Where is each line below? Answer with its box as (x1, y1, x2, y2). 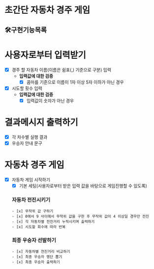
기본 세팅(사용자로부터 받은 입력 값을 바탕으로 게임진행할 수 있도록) (19, 183, 147, 189)
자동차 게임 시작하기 (11, 176, 50, 183)
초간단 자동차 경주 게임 (4, 4, 91, 16)
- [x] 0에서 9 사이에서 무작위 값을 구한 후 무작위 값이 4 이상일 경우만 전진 (11, 214, 150, 219)
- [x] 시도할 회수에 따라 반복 (11, 225, 66, 230)
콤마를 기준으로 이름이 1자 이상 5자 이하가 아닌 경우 (26, 79, 124, 85)
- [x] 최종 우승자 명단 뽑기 (11, 255, 62, 260)
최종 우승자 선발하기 (11, 237, 57, 244)
